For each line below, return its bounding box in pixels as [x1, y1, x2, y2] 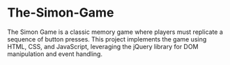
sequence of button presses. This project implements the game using [7, 35, 207, 43]
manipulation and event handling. [7, 50, 103, 58]
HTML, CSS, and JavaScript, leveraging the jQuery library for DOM [7, 42, 199, 50]
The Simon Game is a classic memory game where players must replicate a [7, 28, 223, 36]
